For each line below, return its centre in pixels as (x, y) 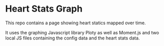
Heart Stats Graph (44, 9)
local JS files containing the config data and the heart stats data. (73, 38)
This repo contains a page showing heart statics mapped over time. (75, 23)
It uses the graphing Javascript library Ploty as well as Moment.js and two (82, 32)
